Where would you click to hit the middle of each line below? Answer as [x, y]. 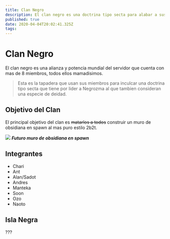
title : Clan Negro [25, 10]
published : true [22, 19]
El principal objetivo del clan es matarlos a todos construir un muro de [78, 122]
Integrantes [24, 154]
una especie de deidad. [42, 94]
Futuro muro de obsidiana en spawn [50, 138]
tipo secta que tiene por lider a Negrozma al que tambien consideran [89, 89]
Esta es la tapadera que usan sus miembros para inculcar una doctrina [91, 83]
